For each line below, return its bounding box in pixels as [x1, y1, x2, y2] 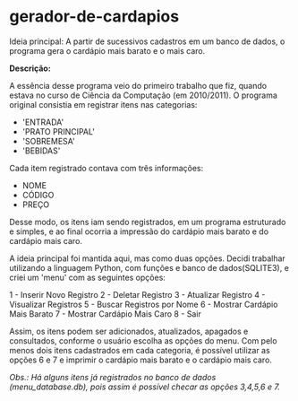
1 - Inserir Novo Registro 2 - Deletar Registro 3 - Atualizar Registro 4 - [9, 289, 266, 300]
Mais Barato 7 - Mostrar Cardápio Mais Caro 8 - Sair [9, 308, 201, 319]
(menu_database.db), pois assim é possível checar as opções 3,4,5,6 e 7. [9, 381, 280, 392]
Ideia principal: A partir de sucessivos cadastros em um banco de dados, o [9, 36, 285, 47]
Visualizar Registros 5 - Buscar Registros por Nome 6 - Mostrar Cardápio [9, 299, 278, 309]
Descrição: [9, 63, 51, 74]
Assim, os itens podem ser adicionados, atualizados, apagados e [9, 326, 249, 336]
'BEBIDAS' [21, 145, 61, 156]
